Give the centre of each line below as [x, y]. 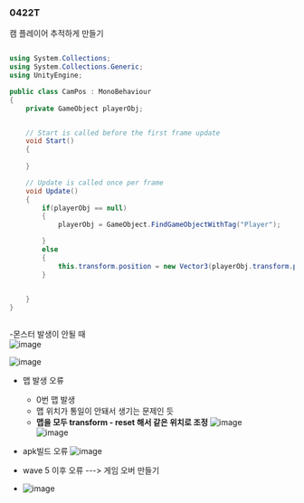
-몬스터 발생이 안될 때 [47, 334]
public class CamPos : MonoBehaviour [81, 91]
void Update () [52, 191]
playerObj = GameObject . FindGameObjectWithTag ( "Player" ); [169, 225]
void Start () [50, 141]
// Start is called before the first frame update [123, 133]
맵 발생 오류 [43, 381]
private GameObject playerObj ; [85, 109]
